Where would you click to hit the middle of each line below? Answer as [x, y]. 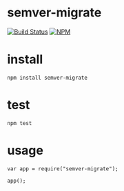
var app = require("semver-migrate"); [63, 169]
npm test [20, 123]
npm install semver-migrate [48, 78]
